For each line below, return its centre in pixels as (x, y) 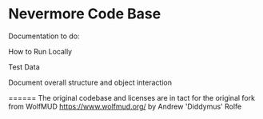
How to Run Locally (40, 51)
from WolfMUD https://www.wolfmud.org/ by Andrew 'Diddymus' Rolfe (125, 106)
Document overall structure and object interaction (90, 82)
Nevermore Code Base (85, 14)
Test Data (24, 67)
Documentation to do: (44, 36)
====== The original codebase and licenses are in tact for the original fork (132, 97)
